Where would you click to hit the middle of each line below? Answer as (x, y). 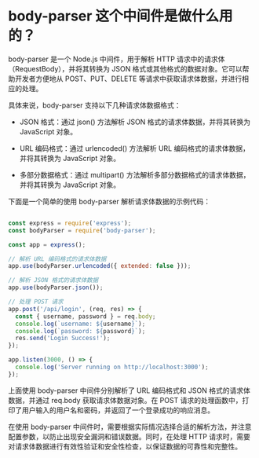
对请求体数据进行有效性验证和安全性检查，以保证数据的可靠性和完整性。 (125, 446)
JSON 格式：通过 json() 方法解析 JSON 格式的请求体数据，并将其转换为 (135, 122)
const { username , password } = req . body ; (86, 316)
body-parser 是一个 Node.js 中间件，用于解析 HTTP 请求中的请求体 (117, 59)
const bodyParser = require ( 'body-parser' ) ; (82, 230)
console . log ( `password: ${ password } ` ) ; (80, 331)
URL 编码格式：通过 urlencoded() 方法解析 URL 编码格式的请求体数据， (134, 148)
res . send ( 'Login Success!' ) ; (63, 339)
